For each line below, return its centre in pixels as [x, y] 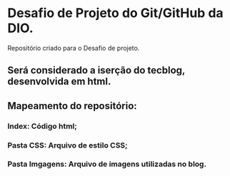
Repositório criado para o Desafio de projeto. [74, 48]
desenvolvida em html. [59, 82]
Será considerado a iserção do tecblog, [96, 70]
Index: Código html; [42, 126]
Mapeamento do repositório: [72, 106]
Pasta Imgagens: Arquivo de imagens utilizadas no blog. [107, 164]
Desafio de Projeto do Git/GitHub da [115, 13]
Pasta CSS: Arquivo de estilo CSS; [67, 145]
